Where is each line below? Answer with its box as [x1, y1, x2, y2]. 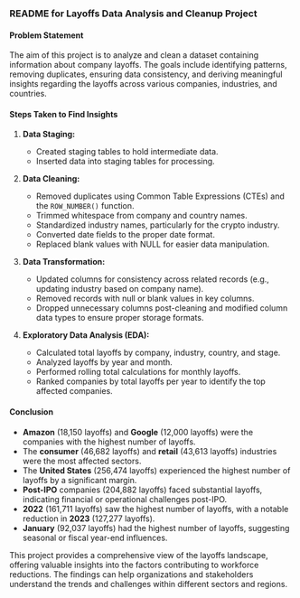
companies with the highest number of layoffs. [22, 436, 196, 447]
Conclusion [9, 406, 54, 417]
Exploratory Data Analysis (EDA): [22, 330, 150, 341]
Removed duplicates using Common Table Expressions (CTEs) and [35, 191, 285, 201]
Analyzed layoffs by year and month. [35, 357, 173, 368]
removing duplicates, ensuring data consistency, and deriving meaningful [9, 69, 283, 79]
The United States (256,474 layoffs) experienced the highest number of [22, 464, 291, 476]
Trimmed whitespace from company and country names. [35, 210, 248, 221]
